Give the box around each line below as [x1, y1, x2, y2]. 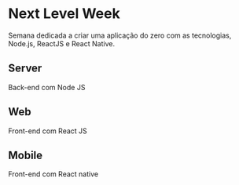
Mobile [8, 148, 43, 161]
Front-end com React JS [8, 126, 88, 136]
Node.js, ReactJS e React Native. [8, 38, 116, 48]
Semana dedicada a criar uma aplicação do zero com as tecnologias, [8, 31, 232, 40]
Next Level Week [8, 5, 120, 23]
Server [8, 62, 42, 75]
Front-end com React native [8, 169, 99, 179]
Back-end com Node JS [8, 82, 86, 92]
